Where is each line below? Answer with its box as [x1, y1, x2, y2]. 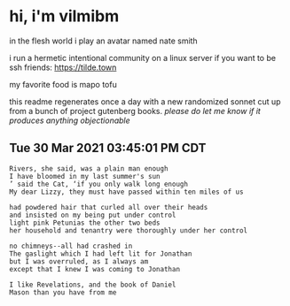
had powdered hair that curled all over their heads [9, 203, 208, 211]
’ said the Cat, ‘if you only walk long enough [9, 180, 189, 188]
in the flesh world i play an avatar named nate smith [9, 35, 198, 46]
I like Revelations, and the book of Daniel [9, 280, 176, 289]
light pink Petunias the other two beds [9, 218, 161, 227]
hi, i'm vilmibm [9, 6, 120, 27]
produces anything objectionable [9, 115, 130, 126]
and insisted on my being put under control [9, 210, 176, 219]
